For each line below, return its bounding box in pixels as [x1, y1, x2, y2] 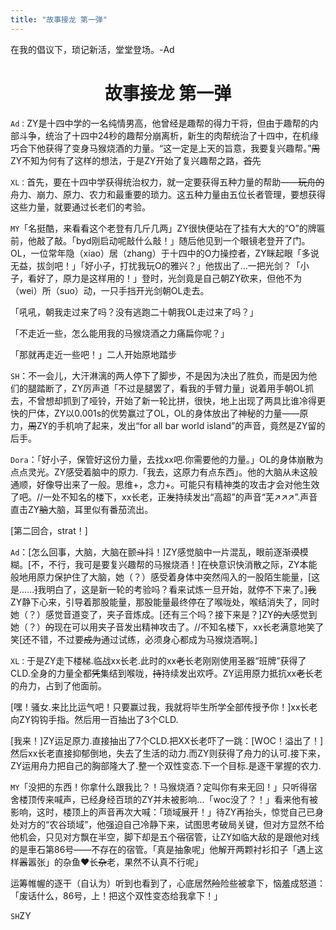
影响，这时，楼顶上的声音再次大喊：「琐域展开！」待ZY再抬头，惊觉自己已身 [10, 806, 325, 818]
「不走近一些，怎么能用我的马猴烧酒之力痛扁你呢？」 [10, 327, 230, 339]
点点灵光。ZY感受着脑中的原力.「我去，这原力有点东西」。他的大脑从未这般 [10, 466, 318, 478]
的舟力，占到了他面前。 [10, 679, 107, 691]
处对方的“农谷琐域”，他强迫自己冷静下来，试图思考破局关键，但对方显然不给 [10, 818, 325, 830]
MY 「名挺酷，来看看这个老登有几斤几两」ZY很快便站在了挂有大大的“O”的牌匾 [10, 222, 326, 234]
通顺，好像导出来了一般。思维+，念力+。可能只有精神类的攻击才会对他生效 [10, 478, 320, 490]
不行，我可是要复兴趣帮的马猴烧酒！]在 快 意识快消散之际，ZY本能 [48, 558, 318, 570]
